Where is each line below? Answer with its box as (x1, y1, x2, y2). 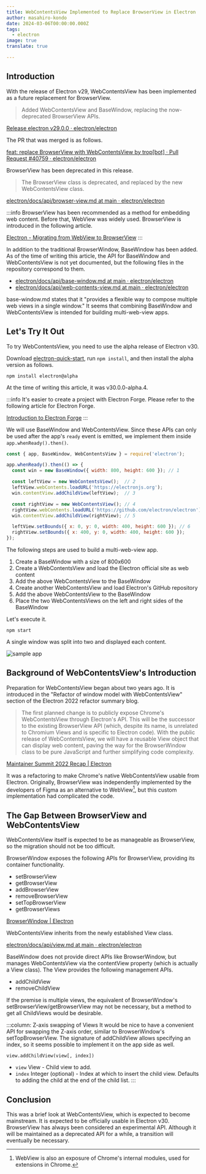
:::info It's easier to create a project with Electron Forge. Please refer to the (6, 395, 195, 403)
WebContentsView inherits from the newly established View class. (6, 929, 174, 936)
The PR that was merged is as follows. (6, 136, 103, 144)
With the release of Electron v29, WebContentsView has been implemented (6, 87, 196, 95)
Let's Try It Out (6, 326, 64, 337)
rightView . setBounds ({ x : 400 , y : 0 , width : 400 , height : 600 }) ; (12, 529, 185, 536)
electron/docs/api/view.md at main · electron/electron (6, 941, 142, 949)
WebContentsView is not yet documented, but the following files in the (6, 258, 184, 266)
